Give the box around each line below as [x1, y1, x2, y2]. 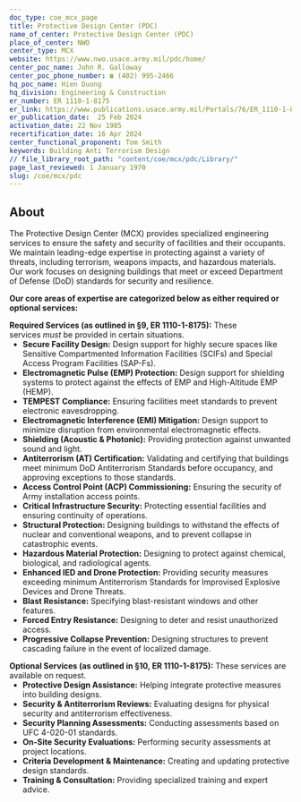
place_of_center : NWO [9, 38, 90, 47]
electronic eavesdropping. [21, 405, 119, 416]
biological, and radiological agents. [21, 558, 152, 568]
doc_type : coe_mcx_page [9, 13, 99, 22]
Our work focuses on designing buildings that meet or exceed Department [9, 266, 284, 277]
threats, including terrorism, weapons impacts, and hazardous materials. [9, 257, 277, 268]
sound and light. [21, 444, 82, 455]
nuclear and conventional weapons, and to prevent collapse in [21, 529, 253, 540]
